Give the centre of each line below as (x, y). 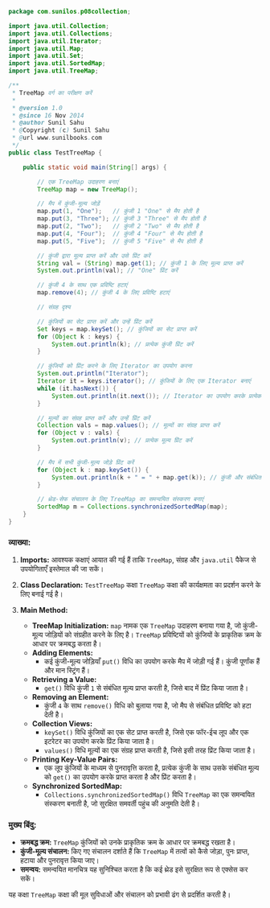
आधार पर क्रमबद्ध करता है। (67, 644)
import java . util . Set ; (46, 56)
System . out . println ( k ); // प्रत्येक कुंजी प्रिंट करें (122, 344)
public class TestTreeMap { (55, 153)
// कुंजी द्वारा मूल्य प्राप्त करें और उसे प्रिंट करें (94, 256)
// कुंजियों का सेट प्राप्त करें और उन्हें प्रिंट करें (95, 322)
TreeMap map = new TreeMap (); (88, 189)
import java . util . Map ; (46, 48)
